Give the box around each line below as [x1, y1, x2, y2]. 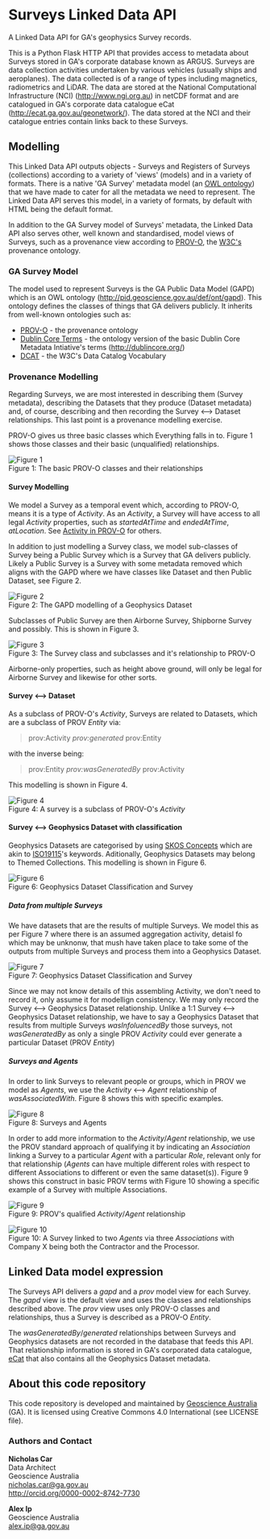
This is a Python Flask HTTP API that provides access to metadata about [8, 48, 249, 57]
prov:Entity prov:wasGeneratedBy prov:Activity [27, 764, 185, 774]
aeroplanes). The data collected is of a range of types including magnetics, [8, 73, 258, 83]
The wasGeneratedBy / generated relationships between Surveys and [8, 1328, 236, 1337]
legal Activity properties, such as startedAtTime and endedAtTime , [8, 517, 230, 527]
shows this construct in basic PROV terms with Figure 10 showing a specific [8, 1176, 260, 1186]
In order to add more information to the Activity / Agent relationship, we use [8, 1133, 255, 1143]
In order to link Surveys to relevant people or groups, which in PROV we [8, 1076, 247, 1086]
